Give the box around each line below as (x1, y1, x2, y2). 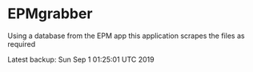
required (7, 39, 36, 48)
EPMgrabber (7, 5, 93, 23)
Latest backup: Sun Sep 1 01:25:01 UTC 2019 (7, 55, 155, 64)
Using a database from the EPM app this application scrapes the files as (7, 31, 245, 40)
